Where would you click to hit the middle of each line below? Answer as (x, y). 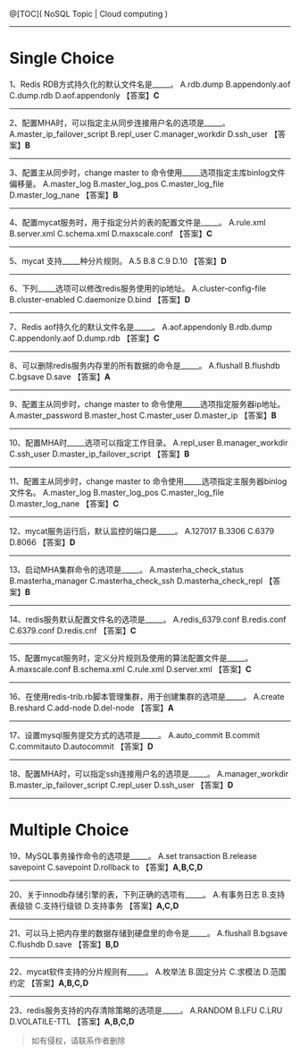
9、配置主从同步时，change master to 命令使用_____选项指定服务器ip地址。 (147, 404)
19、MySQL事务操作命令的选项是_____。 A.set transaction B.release (133, 855)
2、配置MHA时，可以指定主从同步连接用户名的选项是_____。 (120, 123)
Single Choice (62, 59)
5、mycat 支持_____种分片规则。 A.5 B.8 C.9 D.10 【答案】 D (118, 260)
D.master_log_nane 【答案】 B (64, 195)
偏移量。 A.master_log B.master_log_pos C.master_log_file (117, 183)
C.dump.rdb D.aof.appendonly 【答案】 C (84, 95)
